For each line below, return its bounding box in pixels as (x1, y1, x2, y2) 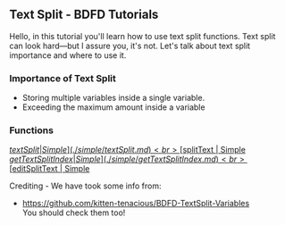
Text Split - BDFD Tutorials (9, 7, 159, 22)
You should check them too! (21, 207, 126, 218)
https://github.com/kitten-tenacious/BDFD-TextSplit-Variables (21, 198, 250, 209)
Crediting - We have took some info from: (9, 180, 163, 191)
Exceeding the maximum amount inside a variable (21, 102, 205, 112)
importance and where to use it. (9, 49, 127, 61)
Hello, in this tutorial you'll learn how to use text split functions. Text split (9, 30, 276, 41)
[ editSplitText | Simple (9, 163, 90, 174)
